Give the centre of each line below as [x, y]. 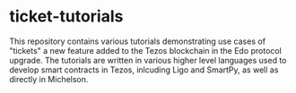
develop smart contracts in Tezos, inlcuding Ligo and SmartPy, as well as [144, 70]
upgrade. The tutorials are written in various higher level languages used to [148, 60]
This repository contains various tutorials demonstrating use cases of [138, 41]
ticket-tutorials [66, 17]
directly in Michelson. [49, 79]
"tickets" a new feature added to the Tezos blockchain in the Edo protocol [146, 50]
